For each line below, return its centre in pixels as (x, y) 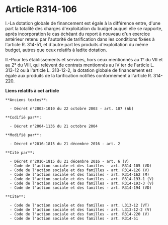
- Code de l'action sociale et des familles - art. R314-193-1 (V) (82, 179)
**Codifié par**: (23, 117)
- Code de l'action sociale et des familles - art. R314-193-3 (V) (82, 183)
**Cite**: (16, 196)
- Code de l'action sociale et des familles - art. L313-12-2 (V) (81, 209)
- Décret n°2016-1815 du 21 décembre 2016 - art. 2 (65, 144)
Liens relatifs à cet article (32, 90)
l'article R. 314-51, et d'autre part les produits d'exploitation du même (77, 44)
